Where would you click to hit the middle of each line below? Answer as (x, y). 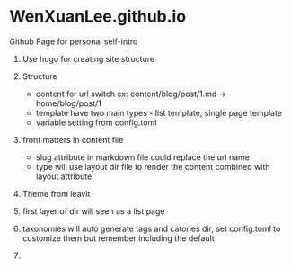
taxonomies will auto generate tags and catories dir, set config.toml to (151, 228)
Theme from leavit (56, 193)
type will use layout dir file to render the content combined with (153, 166)
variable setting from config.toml (96, 122)
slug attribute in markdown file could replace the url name (142, 157)
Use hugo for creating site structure (88, 58)
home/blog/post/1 (68, 103)
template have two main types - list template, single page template (159, 112)
